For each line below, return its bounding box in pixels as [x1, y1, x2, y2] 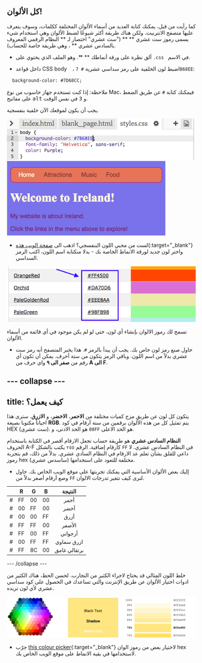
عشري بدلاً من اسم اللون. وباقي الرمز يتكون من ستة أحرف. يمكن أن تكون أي [15, 352, 188, 359]
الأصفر [61, 522, 77, 529]
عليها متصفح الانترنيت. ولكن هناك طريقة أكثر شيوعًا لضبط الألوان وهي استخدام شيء [7, 29, 194, 36]
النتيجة [62, 487, 77, 495]
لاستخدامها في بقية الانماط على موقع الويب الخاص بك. [15, 650, 137, 657]
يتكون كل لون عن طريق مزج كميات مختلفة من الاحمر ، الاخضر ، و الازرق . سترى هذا [7, 413, 189, 420]
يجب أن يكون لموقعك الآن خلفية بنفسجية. [7, 106, 100, 114]
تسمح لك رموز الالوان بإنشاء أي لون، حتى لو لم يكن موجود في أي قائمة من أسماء [7, 328, 188, 335]
